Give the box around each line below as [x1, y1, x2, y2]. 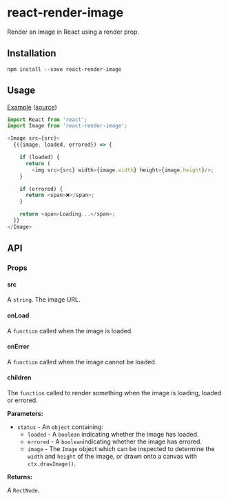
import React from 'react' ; [7, 116, 88, 123]
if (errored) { [19, 185, 63, 192]
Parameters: [7, 409, 43, 417]
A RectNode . [7, 486, 40, 494]
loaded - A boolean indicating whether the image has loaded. [27, 430, 199, 438]
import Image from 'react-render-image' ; [7, 123, 128, 129]
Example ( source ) [7, 103, 57, 111]
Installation [7, 48, 56, 59]
